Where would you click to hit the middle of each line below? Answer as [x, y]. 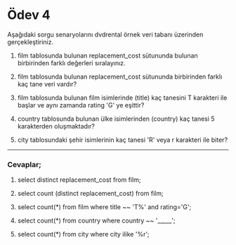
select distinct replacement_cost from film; [79, 180]
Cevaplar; [25, 164]
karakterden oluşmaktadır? [56, 126]
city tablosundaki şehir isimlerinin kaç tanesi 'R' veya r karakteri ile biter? [123, 140]
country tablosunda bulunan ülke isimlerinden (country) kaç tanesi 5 [116, 119]
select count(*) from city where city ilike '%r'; [83, 234]
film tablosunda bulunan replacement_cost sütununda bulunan [107, 55]
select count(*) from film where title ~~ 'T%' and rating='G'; [104, 207]
